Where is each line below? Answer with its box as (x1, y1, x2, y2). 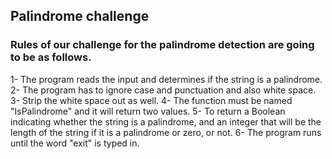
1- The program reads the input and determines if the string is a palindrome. (10, 73, 323, 85)
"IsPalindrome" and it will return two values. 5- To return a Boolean (10, 105, 286, 117)
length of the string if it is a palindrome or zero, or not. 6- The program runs (10, 126, 322, 138)
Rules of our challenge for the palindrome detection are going (10, 38, 315, 52)
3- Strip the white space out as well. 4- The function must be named (10, 94, 293, 106)
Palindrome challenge (10, 8, 150, 25)
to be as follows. (10, 50, 92, 64)
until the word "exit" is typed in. (10, 137, 140, 149)
